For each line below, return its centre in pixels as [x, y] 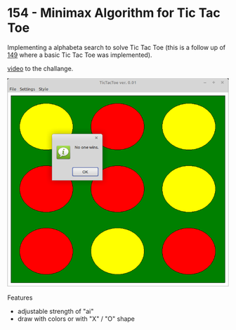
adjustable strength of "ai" [55, 312]
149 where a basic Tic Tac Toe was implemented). [80, 55]
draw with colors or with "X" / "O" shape [76, 319]
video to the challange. [40, 68]
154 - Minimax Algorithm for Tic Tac [114, 13]
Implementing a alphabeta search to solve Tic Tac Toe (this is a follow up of [117, 47]
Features [20, 298]
